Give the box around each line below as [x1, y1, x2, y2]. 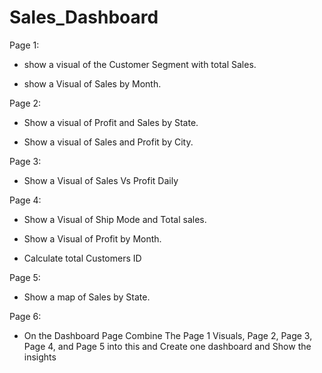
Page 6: [9, 310, 42, 322]
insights [23, 351, 57, 363]
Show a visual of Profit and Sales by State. [23, 116, 199, 128]
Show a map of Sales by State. [23, 291, 151, 303]
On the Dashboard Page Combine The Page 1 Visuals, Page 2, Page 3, [23, 329, 313, 341]
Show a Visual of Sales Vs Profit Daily [23, 174, 179, 186]
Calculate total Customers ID [23, 252, 142, 264]
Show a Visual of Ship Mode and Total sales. [23, 213, 207, 225]
